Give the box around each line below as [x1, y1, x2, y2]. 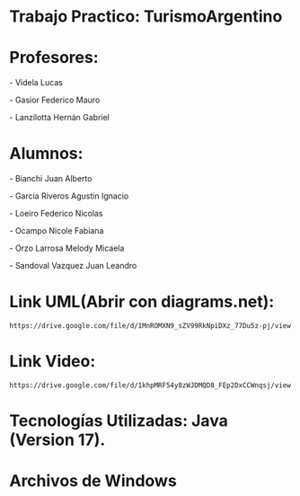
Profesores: [9, 48, 99, 68]
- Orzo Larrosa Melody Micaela [9, 243, 125, 253]
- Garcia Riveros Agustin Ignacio [9, 190, 129, 201]
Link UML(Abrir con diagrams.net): [9, 292, 275, 312]
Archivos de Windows [9, 471, 177, 492]
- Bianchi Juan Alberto [9, 173, 93, 184]
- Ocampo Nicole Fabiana [9, 226, 104, 236]
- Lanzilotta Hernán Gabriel [9, 112, 110, 123]
